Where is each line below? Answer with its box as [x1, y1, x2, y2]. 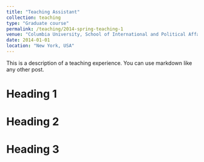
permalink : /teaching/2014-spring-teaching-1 [6, 25, 123, 32]
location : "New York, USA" [6, 43, 75, 49]
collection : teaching [6, 15, 61, 21]
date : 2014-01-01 [6, 37, 50, 43]
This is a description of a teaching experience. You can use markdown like [6, 59, 192, 67]
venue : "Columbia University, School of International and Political [6, 32, 186, 38]
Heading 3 [6, 143, 59, 157]
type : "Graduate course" [6, 20, 69, 26]
